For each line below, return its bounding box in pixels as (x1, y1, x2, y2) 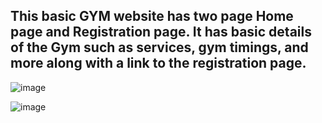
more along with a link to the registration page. (10, 55, 307, 72)
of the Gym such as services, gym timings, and (10, 39, 309, 56)
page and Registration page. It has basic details (10, 24, 312, 41)
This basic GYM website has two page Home (10, 8, 294, 25)
